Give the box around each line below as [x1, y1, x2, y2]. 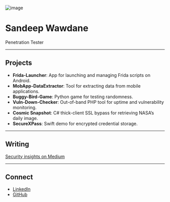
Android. [12, 77, 31, 84]
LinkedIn [12, 186, 31, 192]
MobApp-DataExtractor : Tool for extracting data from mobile [12, 83, 141, 89]
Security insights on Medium [5, 153, 65, 159]
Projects [5, 59, 32, 67]
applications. [12, 88, 39, 94]
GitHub [12, 191, 28, 197]
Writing [5, 140, 29, 149]
